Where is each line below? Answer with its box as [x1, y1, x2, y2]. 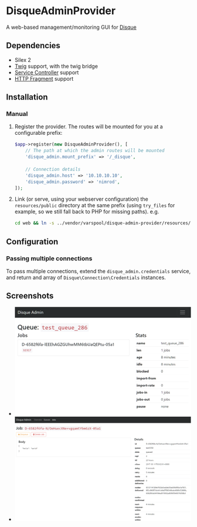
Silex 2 [14, 56, 31, 63]
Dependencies [6, 41, 60, 51]
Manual [6, 110, 28, 118]
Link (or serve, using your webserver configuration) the [14, 195, 148, 203]
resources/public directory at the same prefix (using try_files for [14, 202, 175, 209]
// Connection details [25, 166, 81, 172]
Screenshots [6, 291, 54, 301]
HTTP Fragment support [14, 75, 74, 82]
